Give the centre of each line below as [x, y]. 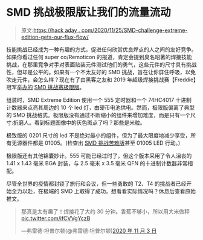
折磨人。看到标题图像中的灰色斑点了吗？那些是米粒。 [79, 122]
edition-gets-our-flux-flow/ [55, 37]
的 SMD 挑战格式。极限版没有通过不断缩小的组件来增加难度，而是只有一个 [98, 115]
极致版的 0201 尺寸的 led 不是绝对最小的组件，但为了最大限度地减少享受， [98, 135]
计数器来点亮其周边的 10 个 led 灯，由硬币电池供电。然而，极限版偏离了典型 [101, 107]
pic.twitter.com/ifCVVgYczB [56, 218]
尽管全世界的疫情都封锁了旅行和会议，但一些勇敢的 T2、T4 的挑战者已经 [96, 183]
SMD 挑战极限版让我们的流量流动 [89, 12]
